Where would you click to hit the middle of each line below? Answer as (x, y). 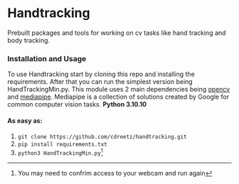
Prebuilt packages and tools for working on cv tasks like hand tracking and (117, 33)
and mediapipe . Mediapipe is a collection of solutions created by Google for (118, 97)
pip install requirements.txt (63, 145)
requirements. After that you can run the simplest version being (100, 82)
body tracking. (29, 40)
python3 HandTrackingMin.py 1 (60, 152)
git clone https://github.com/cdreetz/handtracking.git (102, 137)
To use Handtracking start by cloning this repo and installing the (101, 74)
